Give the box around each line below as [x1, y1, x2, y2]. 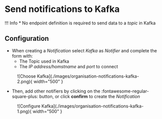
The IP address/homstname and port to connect [19, 63, 118, 69]
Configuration [4, 34, 49, 43]
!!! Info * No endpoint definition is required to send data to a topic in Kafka [4, 20, 156, 26]
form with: [11, 53, 33, 59]
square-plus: [11, 93, 38, 99]
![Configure [17, 103, 41, 109]
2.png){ [17, 78, 33, 84]
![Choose [17, 73, 36, 79]
